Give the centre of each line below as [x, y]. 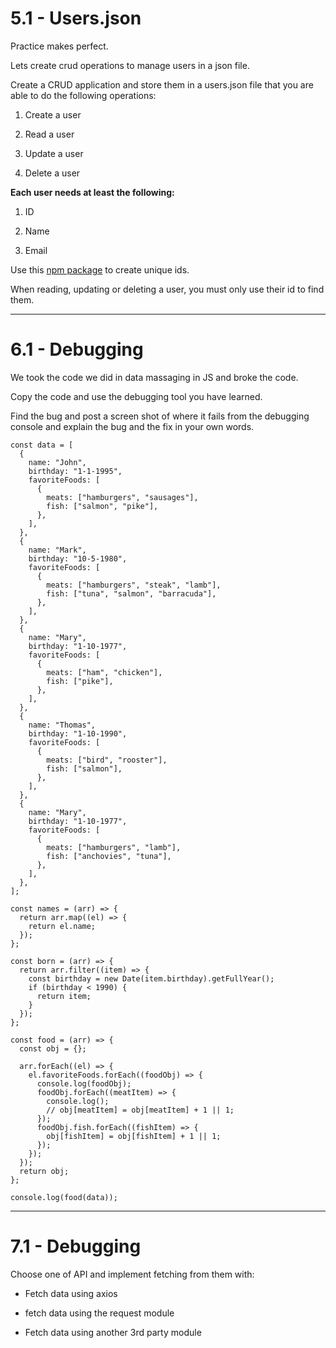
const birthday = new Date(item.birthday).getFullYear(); [151, 978]
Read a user [49, 134]
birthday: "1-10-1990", [78, 733]
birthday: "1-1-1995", [75, 471]
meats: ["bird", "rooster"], [107, 760]
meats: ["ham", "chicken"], [104, 672]
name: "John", [57, 462]
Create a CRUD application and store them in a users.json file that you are [162, 84]
